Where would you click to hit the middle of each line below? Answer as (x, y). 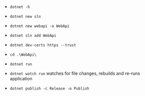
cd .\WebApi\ (23, 55)
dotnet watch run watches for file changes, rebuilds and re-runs (75, 73)
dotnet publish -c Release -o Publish (49, 89)
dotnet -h (20, 7)
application (21, 79)
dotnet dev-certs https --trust (43, 45)
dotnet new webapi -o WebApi (40, 26)
